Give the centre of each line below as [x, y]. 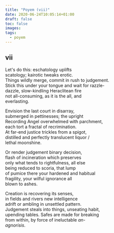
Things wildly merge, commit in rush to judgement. [57, 80]
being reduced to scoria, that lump [41, 168]
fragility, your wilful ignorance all [39, 178]
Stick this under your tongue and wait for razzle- [55, 85]
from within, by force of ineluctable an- [45, 220]
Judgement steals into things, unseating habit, [53, 209]
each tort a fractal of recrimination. [41, 127]
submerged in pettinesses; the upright [44, 116]
